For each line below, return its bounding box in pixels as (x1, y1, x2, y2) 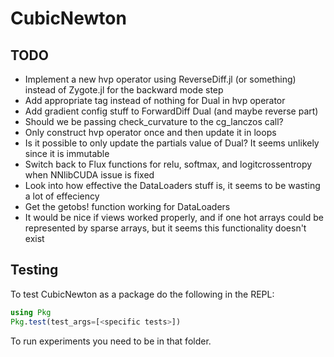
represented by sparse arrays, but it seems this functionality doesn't (24, 222, 307, 234)
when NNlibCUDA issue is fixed (24, 169, 155, 181)
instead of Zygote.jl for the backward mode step (24, 84, 224, 96)
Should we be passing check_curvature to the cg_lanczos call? (24, 116, 284, 127)
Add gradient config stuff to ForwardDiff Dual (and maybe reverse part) (24, 105, 319, 117)
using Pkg (10, 307, 52, 317)
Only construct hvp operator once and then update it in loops (24, 127, 277, 138)
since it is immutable (24, 148, 110, 159)
